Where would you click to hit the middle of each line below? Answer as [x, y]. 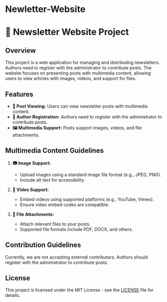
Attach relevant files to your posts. [55, 224]
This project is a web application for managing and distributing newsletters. [83, 62]
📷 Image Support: [32, 163]
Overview [21, 50]
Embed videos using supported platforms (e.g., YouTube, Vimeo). [87, 199]
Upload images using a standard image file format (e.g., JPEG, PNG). [90, 174]
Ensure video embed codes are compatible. [65, 204]
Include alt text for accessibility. [53, 180]
